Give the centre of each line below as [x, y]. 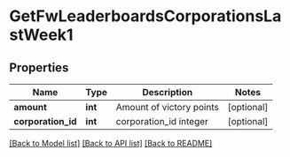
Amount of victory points [167, 107]
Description [168, 92]
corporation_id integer [162, 121]
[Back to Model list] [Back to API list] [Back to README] [111, 143]
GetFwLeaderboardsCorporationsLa [145, 16]
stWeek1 [41, 35]
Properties [39, 67]
